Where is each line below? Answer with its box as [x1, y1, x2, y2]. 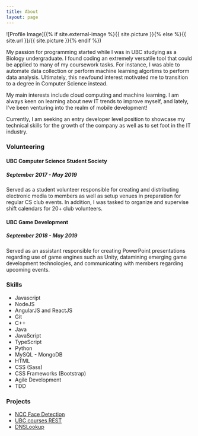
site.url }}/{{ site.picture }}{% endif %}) [6, 37, 102, 44]
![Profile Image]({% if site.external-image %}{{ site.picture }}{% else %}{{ [6, 30, 187, 37]
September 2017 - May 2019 [6, 171, 77, 178]
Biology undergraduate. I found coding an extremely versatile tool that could [6, 55, 192, 62]
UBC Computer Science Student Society [6, 158, 108, 165]
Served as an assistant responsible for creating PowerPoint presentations [6, 247, 186, 254]
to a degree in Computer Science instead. [6, 79, 108, 87]
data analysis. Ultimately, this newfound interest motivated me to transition [6, 74, 189, 81]
